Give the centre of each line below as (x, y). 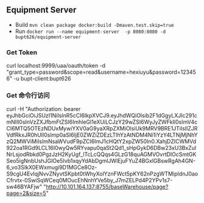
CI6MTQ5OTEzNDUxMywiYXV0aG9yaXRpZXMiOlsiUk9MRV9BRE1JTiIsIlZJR (102, 129)
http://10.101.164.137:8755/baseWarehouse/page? (107, 187)
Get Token (22, 52)
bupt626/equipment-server (48, 37)
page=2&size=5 (26, 193)
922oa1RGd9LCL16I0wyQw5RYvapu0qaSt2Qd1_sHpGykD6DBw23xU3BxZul (101, 148)
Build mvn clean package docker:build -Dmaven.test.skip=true (94, 24)
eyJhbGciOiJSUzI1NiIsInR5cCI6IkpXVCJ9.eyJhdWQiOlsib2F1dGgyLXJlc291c (102, 116)
